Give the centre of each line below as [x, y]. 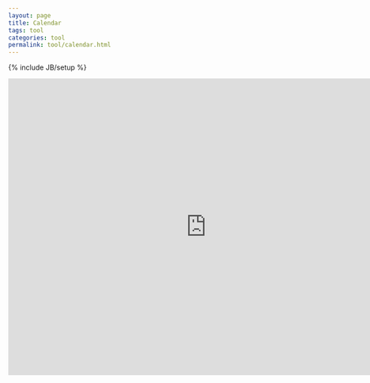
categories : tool [37, 38]
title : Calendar [35, 23]
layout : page [30, 15]
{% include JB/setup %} [47, 67]
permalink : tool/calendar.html [60, 45]
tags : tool [26, 30]
